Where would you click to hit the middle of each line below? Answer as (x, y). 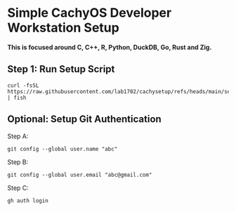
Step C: (18, 188)
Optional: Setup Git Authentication (84, 120)
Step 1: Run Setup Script (61, 69)
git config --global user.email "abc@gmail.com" (80, 175)
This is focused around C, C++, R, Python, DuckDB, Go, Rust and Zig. (110, 47)
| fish (17, 97)
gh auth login (28, 200)
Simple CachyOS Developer (90, 13)
